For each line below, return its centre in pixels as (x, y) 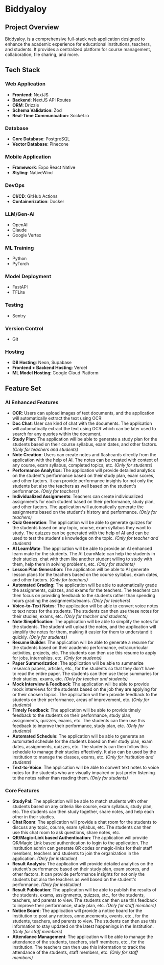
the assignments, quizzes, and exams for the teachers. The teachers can (86, 590)
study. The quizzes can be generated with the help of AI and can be (81, 533)
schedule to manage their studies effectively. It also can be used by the (84, 752)
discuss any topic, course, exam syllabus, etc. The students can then (82, 827)
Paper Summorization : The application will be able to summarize (78, 663)
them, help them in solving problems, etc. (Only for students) (73, 564)
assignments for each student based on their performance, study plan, (83, 502)
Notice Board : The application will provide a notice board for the (77, 911)
